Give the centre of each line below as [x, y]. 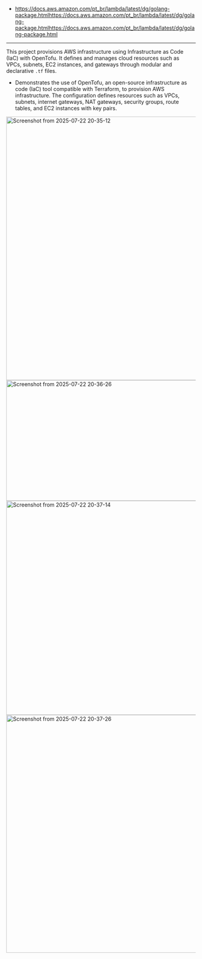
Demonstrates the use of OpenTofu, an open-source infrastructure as [101, 83]
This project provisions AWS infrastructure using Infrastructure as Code [95, 52]
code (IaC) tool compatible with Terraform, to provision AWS [90, 89]
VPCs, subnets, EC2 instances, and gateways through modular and [89, 65]
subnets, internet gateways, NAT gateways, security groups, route [97, 102]
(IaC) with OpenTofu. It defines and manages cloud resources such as [93, 58]
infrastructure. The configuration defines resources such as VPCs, [97, 95]
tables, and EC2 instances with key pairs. [66, 108]
